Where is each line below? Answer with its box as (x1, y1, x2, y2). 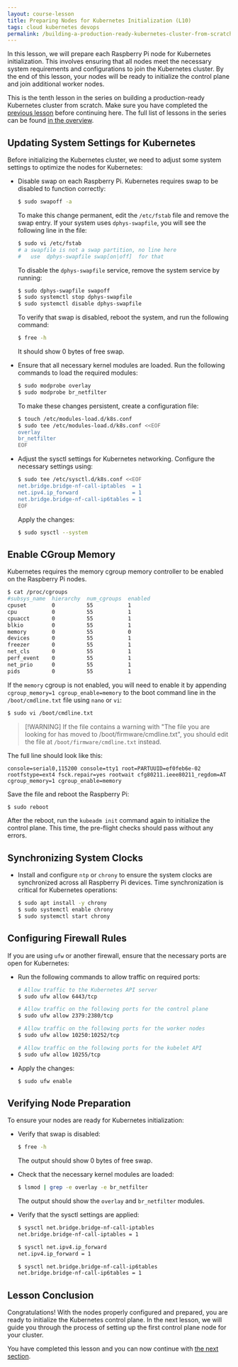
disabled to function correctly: (17, 185, 106, 193)
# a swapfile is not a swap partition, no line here (17, 246, 177, 253)
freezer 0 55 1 (7, 642, 132, 649)
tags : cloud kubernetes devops (7, 23, 100, 31)
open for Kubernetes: (7, 959, 69, 967)
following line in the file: (17, 226, 87, 234)
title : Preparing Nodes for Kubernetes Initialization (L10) (7, 17, 192, 24)
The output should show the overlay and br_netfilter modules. (17, 1197, 205, 1205)
